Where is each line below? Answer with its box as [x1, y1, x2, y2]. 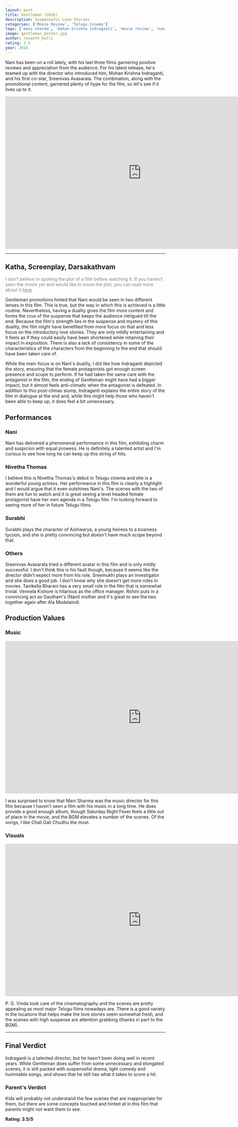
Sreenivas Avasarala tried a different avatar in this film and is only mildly [5, 561, 156, 567]
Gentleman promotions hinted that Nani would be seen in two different [5, 297, 153, 303]
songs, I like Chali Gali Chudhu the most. [5, 819, 90, 825]
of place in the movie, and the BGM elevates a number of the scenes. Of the [5, 814, 164, 820]
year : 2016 [5, 45, 28, 50]
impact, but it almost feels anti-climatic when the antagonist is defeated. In [5, 382, 162, 388]
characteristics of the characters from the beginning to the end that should [5, 345, 162, 351]
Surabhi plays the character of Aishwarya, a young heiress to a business [5, 526, 157, 532]
